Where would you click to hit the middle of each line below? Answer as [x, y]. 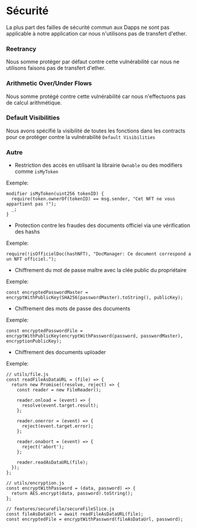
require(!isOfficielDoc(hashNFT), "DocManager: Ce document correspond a [99, 254]
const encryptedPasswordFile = [45, 331]
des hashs [27, 232]
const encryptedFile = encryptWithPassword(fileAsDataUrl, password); [95, 519]
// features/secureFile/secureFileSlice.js [60, 509]
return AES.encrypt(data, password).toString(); [72, 494]
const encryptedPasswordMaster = [47, 293]
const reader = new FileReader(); [59, 390]
